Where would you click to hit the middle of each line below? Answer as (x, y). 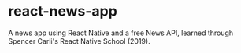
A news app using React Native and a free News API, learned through (121, 33)
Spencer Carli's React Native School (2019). (80, 41)
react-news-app (63, 11)
